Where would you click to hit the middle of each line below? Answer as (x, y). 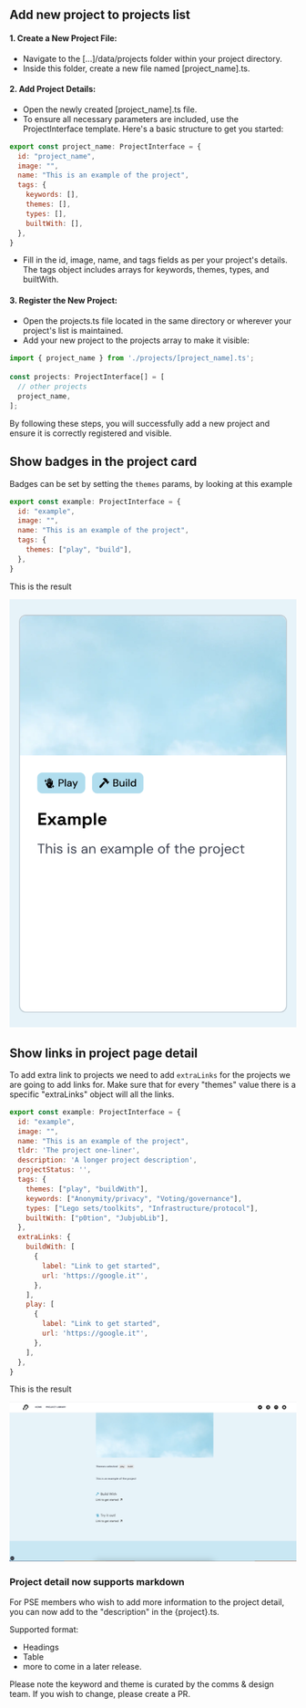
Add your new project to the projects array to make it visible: (136, 340)
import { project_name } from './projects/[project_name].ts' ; (132, 358)
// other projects (53, 387)
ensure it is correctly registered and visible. (91, 433)
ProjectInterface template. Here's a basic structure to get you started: (153, 129)
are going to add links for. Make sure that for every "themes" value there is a (153, 1084)
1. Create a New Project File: (63, 38)
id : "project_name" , (56, 156)
